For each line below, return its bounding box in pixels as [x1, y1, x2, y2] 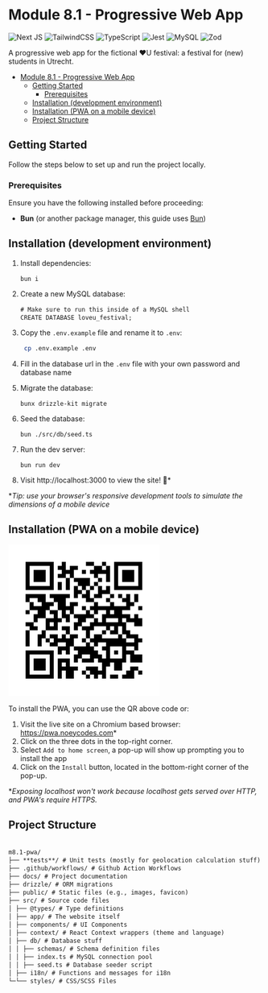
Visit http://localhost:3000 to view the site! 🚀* [19, 475, 171, 485]
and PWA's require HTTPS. [8, 795, 98, 805]
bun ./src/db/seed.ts [19, 430, 93, 438]
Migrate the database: [19, 383, 94, 392]
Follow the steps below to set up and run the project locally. [8, 159, 206, 169]
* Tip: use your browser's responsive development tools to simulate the [8, 490, 243, 500]
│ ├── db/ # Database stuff [8, 937, 103, 945]
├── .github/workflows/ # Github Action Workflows [8, 864, 182, 873]
